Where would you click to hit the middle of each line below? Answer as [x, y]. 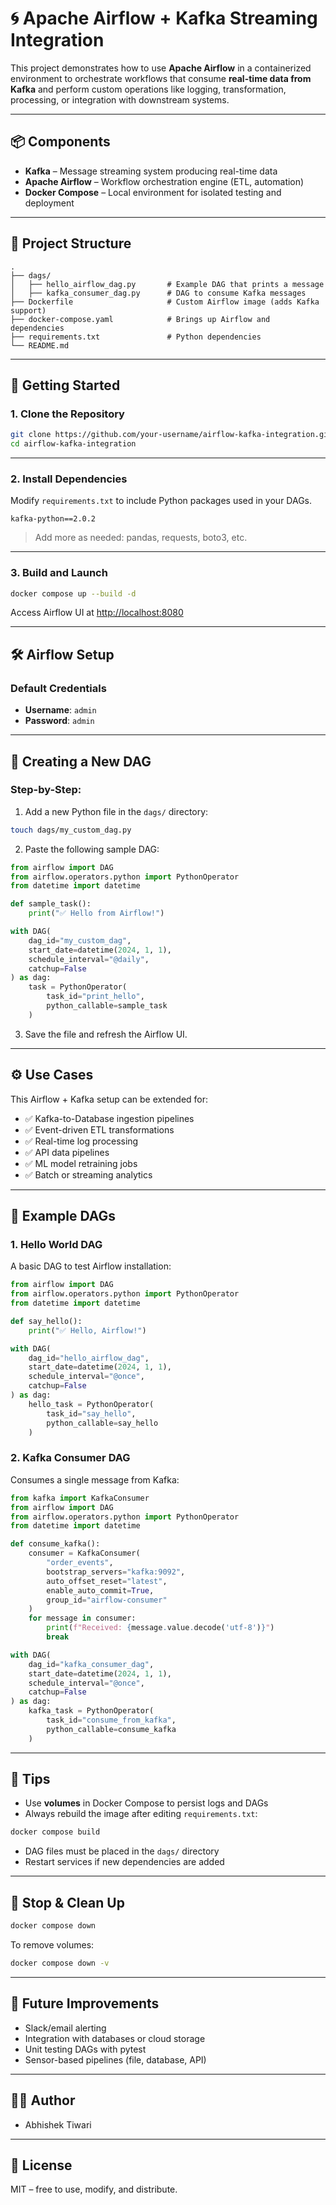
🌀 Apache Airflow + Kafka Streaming [164, 18]
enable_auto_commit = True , [100, 1590]
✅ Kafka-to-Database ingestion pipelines [109, 1118]
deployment [49, 203]
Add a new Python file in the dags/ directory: [116, 811]
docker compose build [55, 1832]
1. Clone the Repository [67, 414]
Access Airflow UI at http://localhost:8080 [97, 613]
